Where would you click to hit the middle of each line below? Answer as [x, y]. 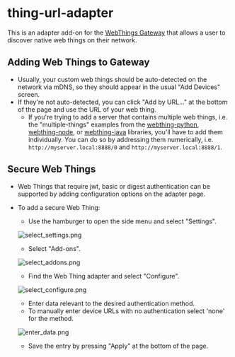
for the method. [51, 318]
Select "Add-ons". [54, 248]
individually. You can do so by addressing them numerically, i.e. [121, 139]
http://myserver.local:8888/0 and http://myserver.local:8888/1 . [125, 147]
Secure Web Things [52, 169]
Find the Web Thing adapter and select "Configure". [104, 276]
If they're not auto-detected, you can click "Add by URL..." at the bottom [122, 102]
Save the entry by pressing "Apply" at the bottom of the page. [118, 346]
